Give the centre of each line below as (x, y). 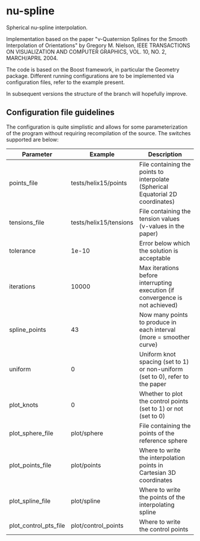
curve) (148, 344)
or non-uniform (161, 369)
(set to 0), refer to (164, 377)
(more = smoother (165, 337)
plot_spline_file (30, 500)
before (148, 275)
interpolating (157, 505)
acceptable (155, 258)
